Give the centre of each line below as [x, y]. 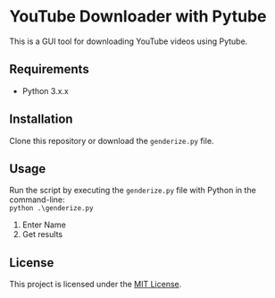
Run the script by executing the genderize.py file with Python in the [133, 191]
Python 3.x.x [45, 90]
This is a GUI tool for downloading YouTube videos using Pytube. [129, 41]
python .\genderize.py [51, 209]
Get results [42, 234]
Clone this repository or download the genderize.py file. [112, 140]
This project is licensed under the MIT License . [96, 285]
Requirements [49, 69]
